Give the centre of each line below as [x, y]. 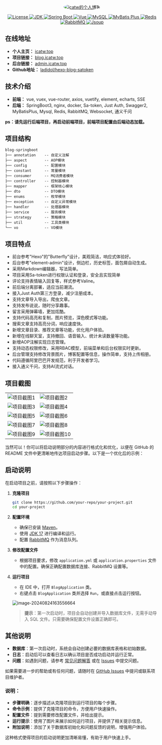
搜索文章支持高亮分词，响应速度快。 [49, 324]
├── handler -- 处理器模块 [37, 207]
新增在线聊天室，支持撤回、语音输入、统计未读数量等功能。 [72, 336]
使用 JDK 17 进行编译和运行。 [49, 533]
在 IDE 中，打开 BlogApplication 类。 [57, 587]
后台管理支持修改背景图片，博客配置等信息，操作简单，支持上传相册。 [83, 354]
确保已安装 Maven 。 [40, 527]
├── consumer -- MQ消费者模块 [40, 176]
